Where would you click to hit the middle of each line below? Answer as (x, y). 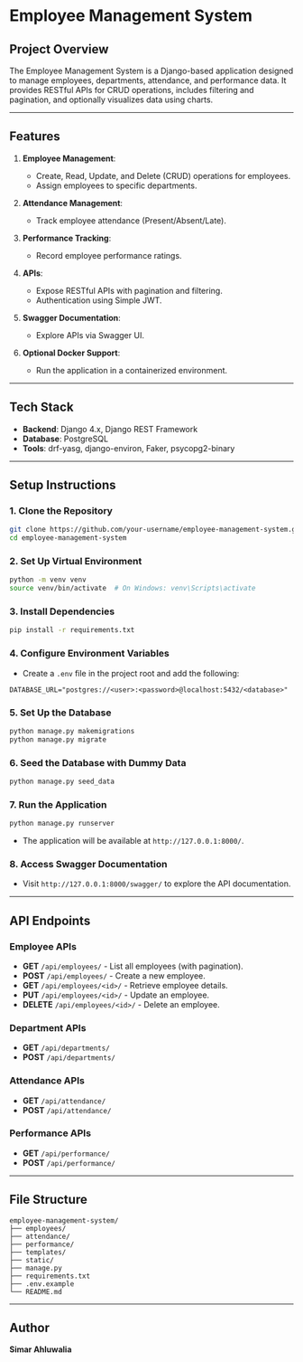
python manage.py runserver (62, 824)
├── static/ (32, 1260)
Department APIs (48, 1027)
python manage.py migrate (58, 739)
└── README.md (36, 1291)
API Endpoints (50, 920)
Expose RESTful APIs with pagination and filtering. (129, 290)
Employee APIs (43, 946)
